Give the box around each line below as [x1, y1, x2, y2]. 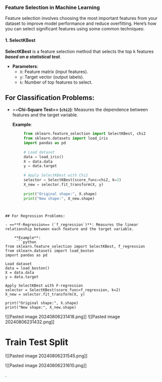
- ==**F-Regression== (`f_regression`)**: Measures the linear [5, 222, 139, 227]
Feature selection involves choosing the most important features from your [5, 15, 158, 21]
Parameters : [12, 63, 39, 69]
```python [16, 240, 37, 245]
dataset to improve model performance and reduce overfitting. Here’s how [5, 20, 157, 26]
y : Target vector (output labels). [19, 74, 84, 80]
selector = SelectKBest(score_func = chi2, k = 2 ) [23, 178, 121, 183]
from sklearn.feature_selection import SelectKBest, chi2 [23, 131, 146, 136]
